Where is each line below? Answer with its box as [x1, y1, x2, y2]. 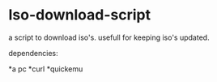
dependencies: [8, 48, 58, 58]
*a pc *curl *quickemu [8, 63, 83, 74]
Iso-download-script [8, 6, 151, 24]
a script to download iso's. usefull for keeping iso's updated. [8, 32, 210, 42]
